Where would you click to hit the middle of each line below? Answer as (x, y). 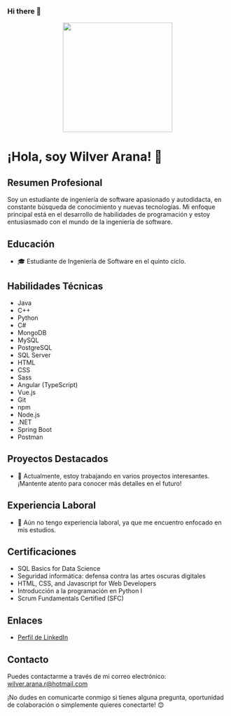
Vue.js (27, 392)
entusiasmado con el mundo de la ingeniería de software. (90, 222)
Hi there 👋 (24, 11)
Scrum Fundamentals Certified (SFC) (71, 598)
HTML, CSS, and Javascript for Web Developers (87, 583)
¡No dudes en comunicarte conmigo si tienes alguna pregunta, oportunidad (115, 697)
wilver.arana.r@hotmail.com (48, 684)
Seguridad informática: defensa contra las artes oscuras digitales (112, 576)
